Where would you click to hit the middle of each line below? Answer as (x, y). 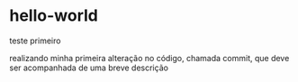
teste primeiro (35, 41)
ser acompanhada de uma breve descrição (89, 68)
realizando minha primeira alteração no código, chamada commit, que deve (149, 58)
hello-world (54, 16)
